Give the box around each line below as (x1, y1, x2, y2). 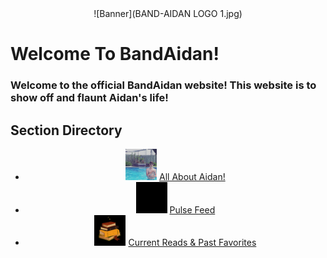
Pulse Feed (169, 203, 216, 216)
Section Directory (10, 122, 123, 139)
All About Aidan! (159, 170, 226, 182)
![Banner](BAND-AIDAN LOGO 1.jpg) (93, 8, 243, 19)
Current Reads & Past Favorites (128, 237, 257, 249)
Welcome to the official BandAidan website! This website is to (10, 78, 317, 92)
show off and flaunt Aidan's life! (10, 91, 169, 105)
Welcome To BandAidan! (10, 43, 220, 66)
